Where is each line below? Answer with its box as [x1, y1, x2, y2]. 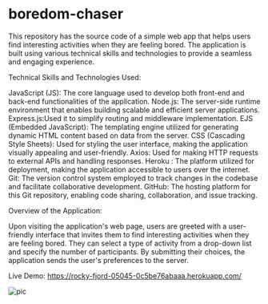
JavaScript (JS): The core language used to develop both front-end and [8, 87, 245, 97]
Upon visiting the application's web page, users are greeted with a [8, 221, 227, 231]
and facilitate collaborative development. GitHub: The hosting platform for [8, 181, 251, 191]
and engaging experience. [8, 57, 94, 67]
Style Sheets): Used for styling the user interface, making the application [8, 139, 248, 148]
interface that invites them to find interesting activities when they [35, 229, 250, 239]
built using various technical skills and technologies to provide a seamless [8, 48, 252, 58]
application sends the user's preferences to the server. [8, 255, 190, 265]
